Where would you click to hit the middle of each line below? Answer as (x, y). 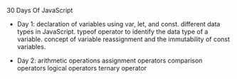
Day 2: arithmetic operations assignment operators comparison (110, 60)
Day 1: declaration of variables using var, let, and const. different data (118, 24)
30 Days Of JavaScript (40, 10)
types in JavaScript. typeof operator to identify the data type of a (112, 32)
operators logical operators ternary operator (82, 68)
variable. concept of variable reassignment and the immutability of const (123, 39)
